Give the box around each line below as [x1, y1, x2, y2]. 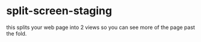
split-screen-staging [6, 4, 113, 18]
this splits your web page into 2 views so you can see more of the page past [6, 24, 196, 31]
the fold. [6, 30, 27, 37]
